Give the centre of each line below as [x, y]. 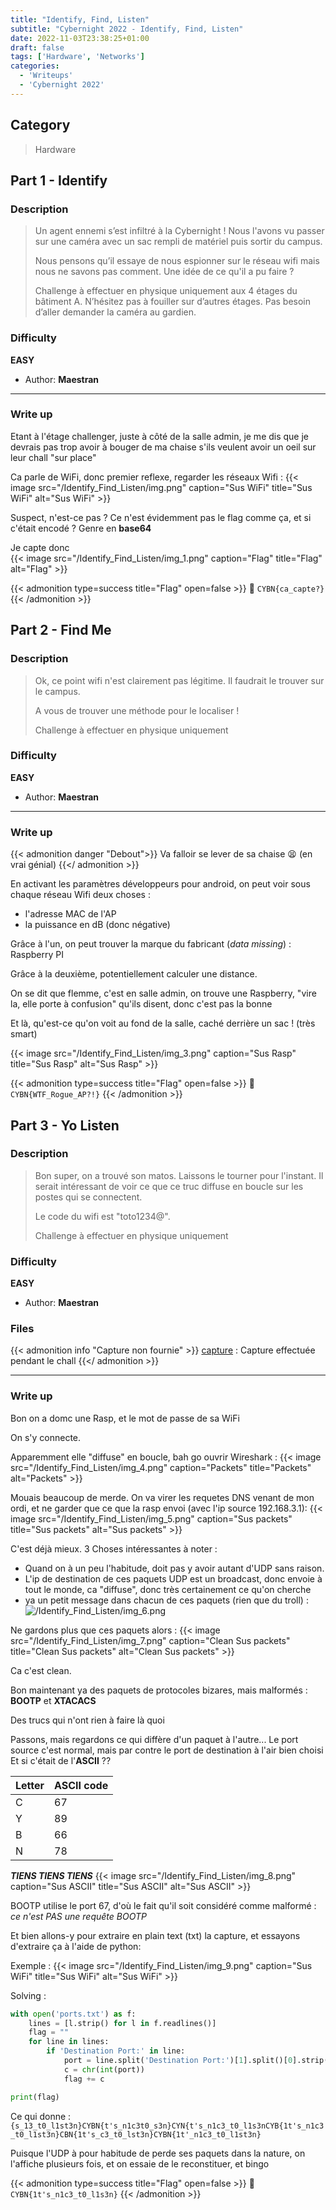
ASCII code [81, 1785]
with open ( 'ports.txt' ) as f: [73, 2014]
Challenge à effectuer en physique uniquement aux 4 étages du [166, 291]
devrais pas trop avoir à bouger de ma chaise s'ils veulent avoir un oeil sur [163, 447]
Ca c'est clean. [41, 1670]
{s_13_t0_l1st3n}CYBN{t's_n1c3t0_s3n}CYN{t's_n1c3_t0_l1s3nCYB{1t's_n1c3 [167, 2126]
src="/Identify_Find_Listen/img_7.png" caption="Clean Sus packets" [150, 1640]
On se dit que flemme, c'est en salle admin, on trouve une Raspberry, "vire [163, 993]
